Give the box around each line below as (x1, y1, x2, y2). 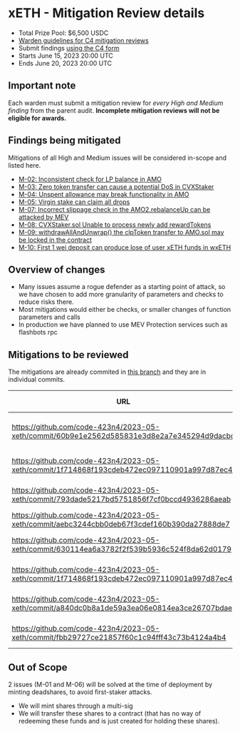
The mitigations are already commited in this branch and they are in (8, 367, 206, 376)
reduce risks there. (18, 298, 74, 306)
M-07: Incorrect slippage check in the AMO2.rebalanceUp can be (18, 205, 211, 213)
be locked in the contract (18, 235, 92, 244)
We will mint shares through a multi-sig (18, 701, 134, 710)
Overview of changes (8, 263, 105, 275)
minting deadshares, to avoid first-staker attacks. (8, 688, 152, 696)
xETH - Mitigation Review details (8, 5, 205, 21)
